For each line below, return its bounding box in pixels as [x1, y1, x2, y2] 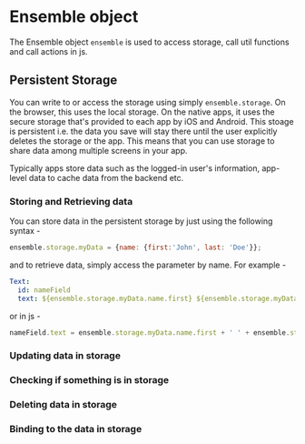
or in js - [9, 310, 41, 321]
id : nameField [17, 285, 71, 295]
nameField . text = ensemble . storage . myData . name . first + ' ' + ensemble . [9, 328, 290, 338]
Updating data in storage [9, 349, 121, 362]
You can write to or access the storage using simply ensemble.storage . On [9, 96, 286, 107]
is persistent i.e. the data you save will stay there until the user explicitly [9, 126, 278, 136]
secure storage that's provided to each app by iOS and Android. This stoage [9, 116, 294, 126]
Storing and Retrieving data [9, 195, 133, 207]
